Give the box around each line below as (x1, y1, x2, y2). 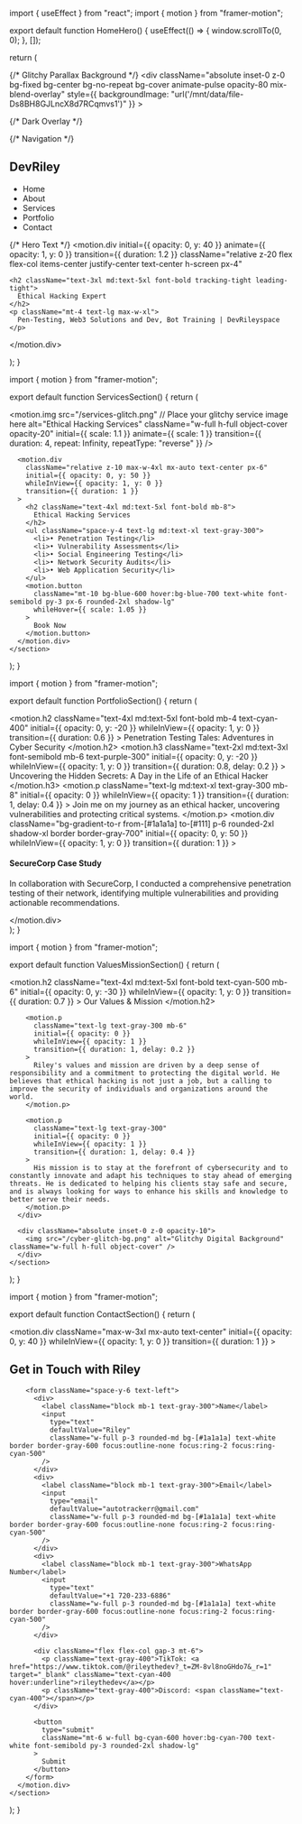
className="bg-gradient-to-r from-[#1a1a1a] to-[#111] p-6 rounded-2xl (9, 818, 275, 829)
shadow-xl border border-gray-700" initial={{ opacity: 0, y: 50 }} (9, 827, 249, 838)
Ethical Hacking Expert (17, 291, 106, 300)
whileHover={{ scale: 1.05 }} (32, 604, 147, 614)
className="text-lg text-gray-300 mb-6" (32, 1021, 188, 1031)
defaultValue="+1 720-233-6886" (49, 1591, 171, 1600)
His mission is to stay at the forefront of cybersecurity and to (32, 1164, 288, 1173)
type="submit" (41, 1725, 95, 1735)
